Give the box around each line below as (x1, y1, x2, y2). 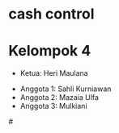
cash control (8, 5, 95, 23)
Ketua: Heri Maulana (19, 69, 88, 78)
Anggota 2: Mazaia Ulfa (19, 93, 100, 102)
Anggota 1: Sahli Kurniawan (19, 84, 112, 94)
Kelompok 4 (8, 42, 91, 60)
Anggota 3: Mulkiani (19, 102, 87, 111)
